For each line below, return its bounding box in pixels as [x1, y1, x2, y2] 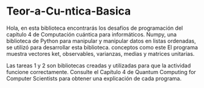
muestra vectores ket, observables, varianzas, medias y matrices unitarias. [6, 50, 195, 57]
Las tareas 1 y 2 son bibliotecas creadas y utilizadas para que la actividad [6, 62, 191, 69]
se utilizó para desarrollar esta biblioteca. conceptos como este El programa [6, 44, 199, 51]
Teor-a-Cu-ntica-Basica [6, 4, 131, 18]
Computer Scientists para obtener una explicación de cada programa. [6, 75, 182, 82]
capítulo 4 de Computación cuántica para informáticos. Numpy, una [6, 30, 177, 38]
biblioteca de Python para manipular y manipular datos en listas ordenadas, [6, 37, 197, 44]
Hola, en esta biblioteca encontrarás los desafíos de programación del [6, 24, 183, 32]
